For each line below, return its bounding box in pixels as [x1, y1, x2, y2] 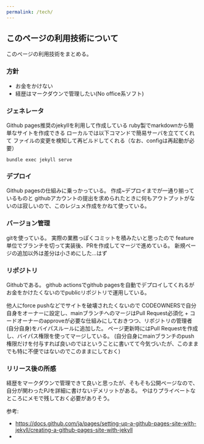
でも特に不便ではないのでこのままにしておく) [6, 348, 121, 355]
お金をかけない [15, 82, 53, 89]
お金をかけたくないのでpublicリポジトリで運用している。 [6, 288, 150, 296]
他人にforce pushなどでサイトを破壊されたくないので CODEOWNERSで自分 [6, 302, 197, 309]
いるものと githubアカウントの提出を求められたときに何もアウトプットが [6, 195, 190, 202]
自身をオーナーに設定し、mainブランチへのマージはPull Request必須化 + [6, 309, 189, 316]
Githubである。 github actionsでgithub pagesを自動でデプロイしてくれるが [6, 281, 195, 288]
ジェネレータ [6, 106, 45, 115]
